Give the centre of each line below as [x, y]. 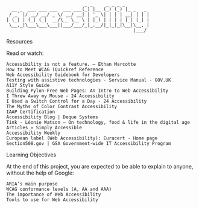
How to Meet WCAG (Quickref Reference [55, 69]
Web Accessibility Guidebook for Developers [63, 75]
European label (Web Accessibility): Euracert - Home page [82, 138]
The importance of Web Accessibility [54, 195]
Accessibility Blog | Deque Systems [52, 117]
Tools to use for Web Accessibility [52, 200]
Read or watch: [25, 53]
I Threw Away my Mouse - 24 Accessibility [60, 96]
